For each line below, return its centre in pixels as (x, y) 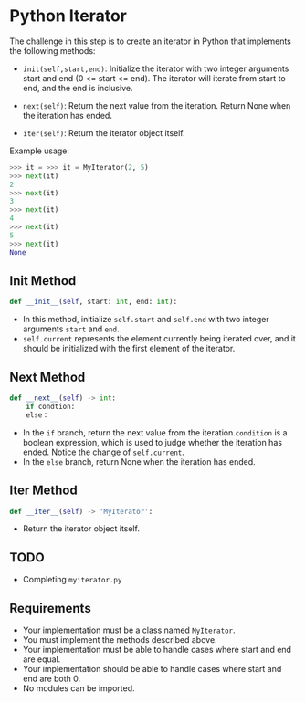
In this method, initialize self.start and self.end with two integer (146, 320)
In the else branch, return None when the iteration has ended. (139, 461)
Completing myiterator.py (72, 580)
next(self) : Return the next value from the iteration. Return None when (157, 105)
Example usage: (40, 151)
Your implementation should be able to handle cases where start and (152, 669)
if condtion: (51, 406)
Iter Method (43, 491)
